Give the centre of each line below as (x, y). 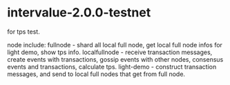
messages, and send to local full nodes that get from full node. (96, 74)
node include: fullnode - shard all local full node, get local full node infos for (115, 45)
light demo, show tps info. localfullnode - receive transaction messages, (110, 52)
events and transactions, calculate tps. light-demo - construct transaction (112, 66)
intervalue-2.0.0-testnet (79, 13)
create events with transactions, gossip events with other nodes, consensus (115, 59)
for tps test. (23, 32)
